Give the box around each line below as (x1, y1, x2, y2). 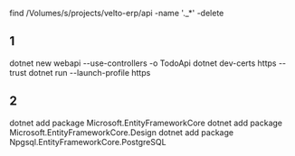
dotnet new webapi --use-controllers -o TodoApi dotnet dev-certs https (9, 58, 277, 69)
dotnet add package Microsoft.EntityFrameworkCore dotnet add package (9, 117, 283, 128)
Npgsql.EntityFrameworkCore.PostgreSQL (9, 136, 167, 147)
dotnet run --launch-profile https (28, 67, 151, 78)
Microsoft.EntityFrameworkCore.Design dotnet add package (9, 126, 233, 138)
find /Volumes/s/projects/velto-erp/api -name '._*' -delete (9, 8, 224, 18)
